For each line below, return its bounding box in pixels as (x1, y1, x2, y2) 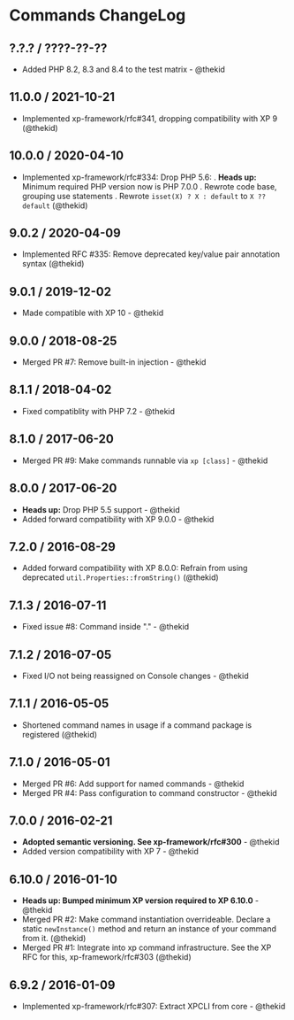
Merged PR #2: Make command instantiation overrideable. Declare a (21, 914, 271, 925)
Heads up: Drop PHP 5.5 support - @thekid (21, 504, 181, 514)
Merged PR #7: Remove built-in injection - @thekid (21, 357, 207, 367)
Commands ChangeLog (9, 5, 186, 26)
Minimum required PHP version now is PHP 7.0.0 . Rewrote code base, (21, 181, 277, 191)
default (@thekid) (21, 200, 88, 211)
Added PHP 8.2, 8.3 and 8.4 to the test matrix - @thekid (21, 64, 225, 74)
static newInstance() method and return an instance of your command (21, 923, 276, 934)
